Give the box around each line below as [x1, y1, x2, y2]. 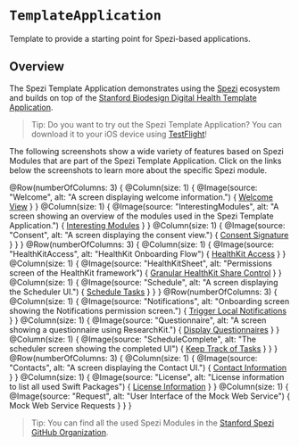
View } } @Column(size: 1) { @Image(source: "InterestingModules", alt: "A [9, 201, 279, 211]
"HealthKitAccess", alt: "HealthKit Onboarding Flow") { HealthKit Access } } [9, 248, 287, 259]
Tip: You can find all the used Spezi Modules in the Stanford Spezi [30, 417, 275, 428]
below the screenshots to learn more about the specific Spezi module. [9, 164, 268, 176]
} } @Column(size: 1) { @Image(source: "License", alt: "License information [9, 371, 285, 382]
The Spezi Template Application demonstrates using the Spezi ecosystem [9, 83, 281, 94]
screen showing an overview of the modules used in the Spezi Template [9, 211, 274, 221]
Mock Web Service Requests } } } [9, 400, 132, 410]
